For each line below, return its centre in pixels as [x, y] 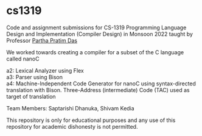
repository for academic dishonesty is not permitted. [72, 126]
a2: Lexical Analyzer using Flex [45, 70]
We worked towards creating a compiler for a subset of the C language [95, 52]
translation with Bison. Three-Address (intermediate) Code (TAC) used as [98, 90]
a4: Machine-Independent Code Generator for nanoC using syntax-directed [101, 84]
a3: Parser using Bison [34, 77]
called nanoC [23, 59]
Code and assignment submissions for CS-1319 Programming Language [96, 27]
